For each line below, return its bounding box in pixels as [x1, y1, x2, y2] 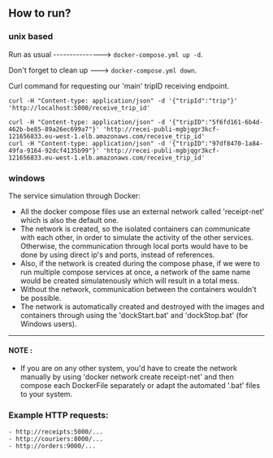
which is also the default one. [19, 215, 119, 225]
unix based [8, 31, 54, 42]
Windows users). [19, 319, 77, 329]
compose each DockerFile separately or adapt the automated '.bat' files [19, 381, 261, 390]
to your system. [19, 390, 73, 399]
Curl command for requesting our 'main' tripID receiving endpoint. [8, 81, 230, 90]
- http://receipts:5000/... [8, 428, 104, 436]
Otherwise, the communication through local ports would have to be [19, 241, 249, 251]
